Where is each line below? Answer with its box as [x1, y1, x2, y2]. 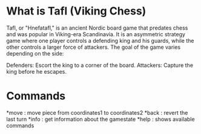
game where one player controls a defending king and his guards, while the [6, 37, 194, 44]
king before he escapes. [6, 68, 67, 75]
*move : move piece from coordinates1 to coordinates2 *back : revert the [6, 109, 188, 116]
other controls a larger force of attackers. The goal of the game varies [6, 43, 181, 51]
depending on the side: [6, 49, 64, 57]
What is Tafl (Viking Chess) [6, 4, 147, 18]
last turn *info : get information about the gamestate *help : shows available [6, 115, 195, 123]
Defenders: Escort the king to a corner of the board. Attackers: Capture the [6, 62, 194, 69]
